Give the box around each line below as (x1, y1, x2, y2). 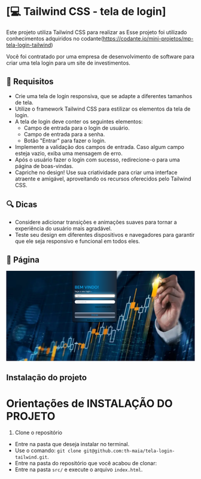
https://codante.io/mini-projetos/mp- (102, 35, 194, 42)
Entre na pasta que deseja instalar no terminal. (14, 441, 130, 448)
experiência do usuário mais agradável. (14, 225, 112, 232)
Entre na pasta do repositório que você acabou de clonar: (14, 460, 157, 467)
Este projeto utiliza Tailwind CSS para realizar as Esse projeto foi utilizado (6, 28, 187, 36)
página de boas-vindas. (14, 162, 74, 169)
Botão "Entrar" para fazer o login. (23, 137, 106, 144)
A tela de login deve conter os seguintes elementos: (14, 118, 143, 125)
